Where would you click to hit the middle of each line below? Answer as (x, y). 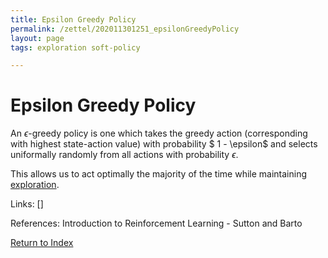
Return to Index (42, 243)
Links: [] (27, 204)
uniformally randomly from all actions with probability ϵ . (124, 155)
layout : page (37, 38)
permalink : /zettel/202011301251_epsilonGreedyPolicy (125, 29)
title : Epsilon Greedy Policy (73, 19)
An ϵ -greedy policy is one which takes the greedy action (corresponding (159, 133)
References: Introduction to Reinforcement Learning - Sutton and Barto (156, 223)
